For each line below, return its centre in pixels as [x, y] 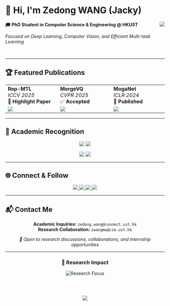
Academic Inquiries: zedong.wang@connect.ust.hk [85, 224]
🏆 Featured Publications [45, 73]
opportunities [85, 245]
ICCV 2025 [21, 95]
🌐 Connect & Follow [37, 175]
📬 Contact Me [29, 209]
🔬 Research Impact [85, 263]
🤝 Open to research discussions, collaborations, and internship [85, 239]
